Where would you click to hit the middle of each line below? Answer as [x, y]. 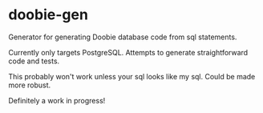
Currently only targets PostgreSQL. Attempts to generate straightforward [128, 52]
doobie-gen [48, 15]
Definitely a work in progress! [57, 100]
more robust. [30, 85]
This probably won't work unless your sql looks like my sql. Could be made [132, 76]
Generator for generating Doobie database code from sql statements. [123, 37]
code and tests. [34, 61]
